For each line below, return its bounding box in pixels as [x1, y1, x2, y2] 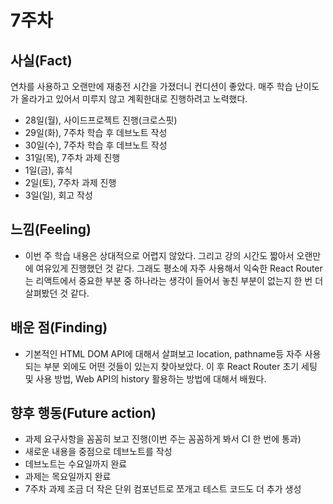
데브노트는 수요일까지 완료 [24, 458, 128, 470]
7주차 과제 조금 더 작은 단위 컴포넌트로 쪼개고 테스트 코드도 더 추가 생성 [24, 483, 302, 495]
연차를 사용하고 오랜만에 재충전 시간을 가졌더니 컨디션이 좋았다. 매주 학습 [10, 81, 293, 92]
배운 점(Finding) [10, 319, 108, 336]
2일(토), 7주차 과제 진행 [24, 177, 117, 188]
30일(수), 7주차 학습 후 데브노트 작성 [24, 139, 168, 151]
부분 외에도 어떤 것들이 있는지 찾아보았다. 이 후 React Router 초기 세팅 [43, 360, 318, 372]
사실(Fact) [10, 52, 73, 69]
